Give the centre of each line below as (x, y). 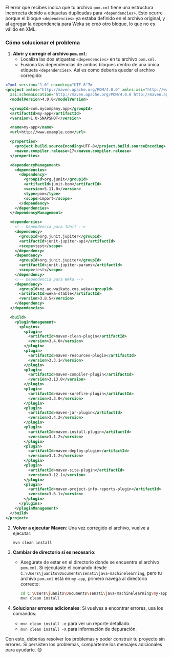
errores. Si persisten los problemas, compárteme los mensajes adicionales (84, 645)
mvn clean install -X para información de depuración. (79, 629)
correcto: (30, 584)
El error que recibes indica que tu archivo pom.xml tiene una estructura (79, 7)
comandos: (25, 614)
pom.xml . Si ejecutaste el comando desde (63, 568)
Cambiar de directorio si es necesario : (54, 552)
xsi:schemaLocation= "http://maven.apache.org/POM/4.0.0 (71, 95)
